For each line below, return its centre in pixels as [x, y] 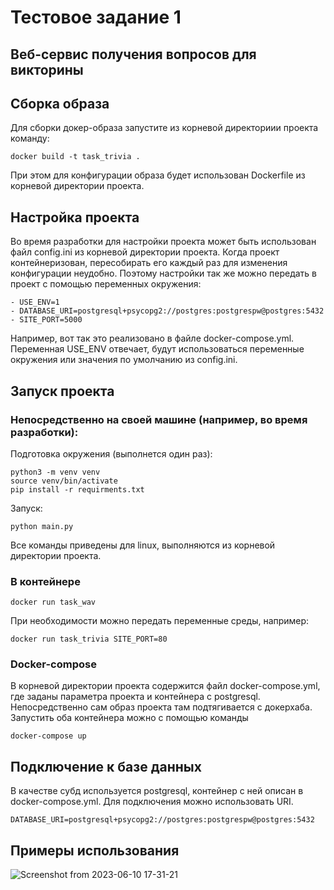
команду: [30, 138]
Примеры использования [95, 850]
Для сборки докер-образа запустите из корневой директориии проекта [164, 128]
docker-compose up [48, 736]
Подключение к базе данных [106, 766]
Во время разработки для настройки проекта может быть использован [163, 242]
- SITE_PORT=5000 [46, 320]
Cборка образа [60, 103]
